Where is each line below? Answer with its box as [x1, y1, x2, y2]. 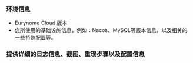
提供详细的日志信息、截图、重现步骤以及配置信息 [6, 50, 145, 58]
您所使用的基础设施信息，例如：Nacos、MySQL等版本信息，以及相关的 [14, 27, 188, 34]
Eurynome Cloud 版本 [14, 19, 68, 27]
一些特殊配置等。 [14, 34, 56, 41]
